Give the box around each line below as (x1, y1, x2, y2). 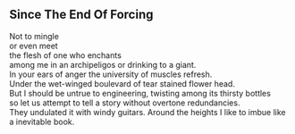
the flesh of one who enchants (9, 49, 122, 61)
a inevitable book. (9, 116, 75, 127)
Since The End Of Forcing (9, 7, 154, 22)
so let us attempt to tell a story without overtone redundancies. (9, 97, 240, 108)
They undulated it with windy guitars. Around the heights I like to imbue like (9, 106, 286, 117)
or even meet (9, 40, 58, 51)
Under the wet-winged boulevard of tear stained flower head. (9, 78, 235, 88)
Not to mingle (9, 30, 60, 41)
